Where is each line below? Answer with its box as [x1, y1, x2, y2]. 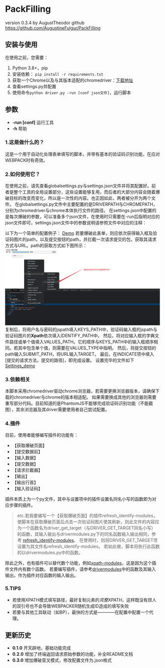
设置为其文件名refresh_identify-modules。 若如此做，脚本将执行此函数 [17, 543, 160, 549]
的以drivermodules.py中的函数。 [17, 550, 83, 556]
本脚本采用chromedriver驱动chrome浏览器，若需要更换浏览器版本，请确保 [5, 388, 156, 394]
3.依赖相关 [5, 376, 30, 382]
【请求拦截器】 [12, 467, 43, 473]
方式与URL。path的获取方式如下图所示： [5, 243, 87, 249]
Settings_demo [5, 363, 35, 369]
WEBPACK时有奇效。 [5, 157, 48, 163]
